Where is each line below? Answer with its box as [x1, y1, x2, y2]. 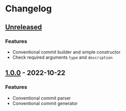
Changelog [5, 3, 52, 14]
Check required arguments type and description [12, 54, 113, 60]
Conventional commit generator [12, 100, 78, 106]
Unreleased [5, 23, 42, 31]
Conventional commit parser [12, 95, 71, 101]
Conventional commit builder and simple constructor [12, 49, 121, 55]
